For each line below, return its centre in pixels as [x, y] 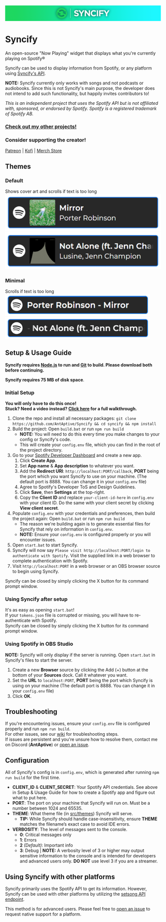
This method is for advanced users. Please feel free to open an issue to [78, 909]
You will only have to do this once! [41, 403]
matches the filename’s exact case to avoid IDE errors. [75, 824]
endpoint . [15, 899]
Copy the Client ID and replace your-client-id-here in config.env [87, 498]
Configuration [27, 760]
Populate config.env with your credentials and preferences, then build [83, 513]
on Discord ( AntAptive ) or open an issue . [47, 745]
